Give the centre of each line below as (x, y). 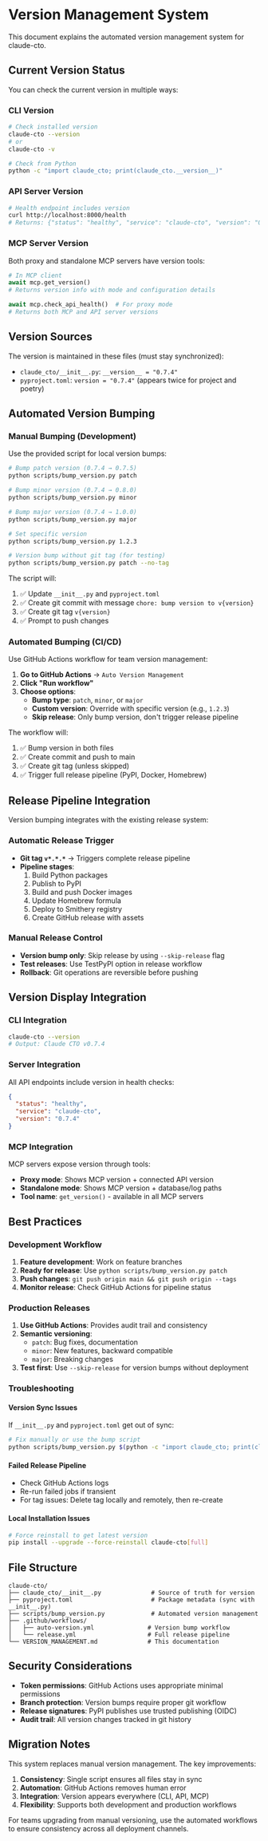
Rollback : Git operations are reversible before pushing (109, 972)
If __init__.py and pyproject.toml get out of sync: (91, 1425)
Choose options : (48, 691)
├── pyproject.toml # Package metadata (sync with (132, 1600)
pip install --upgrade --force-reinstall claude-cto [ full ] (108, 1542)
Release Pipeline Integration (79, 800)
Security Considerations (71, 1666)
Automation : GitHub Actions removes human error (103, 1788)
